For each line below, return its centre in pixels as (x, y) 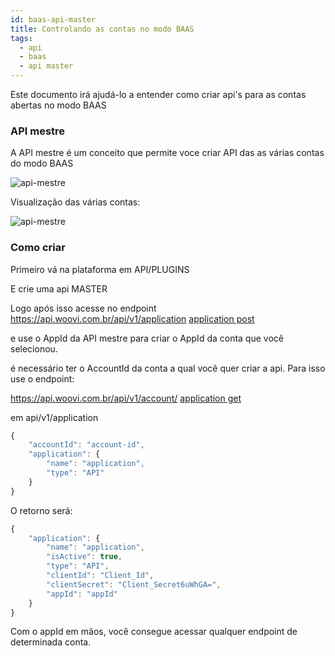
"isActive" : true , (84, 557)
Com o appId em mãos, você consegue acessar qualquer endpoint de (154, 632)
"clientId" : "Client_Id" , (100, 576)
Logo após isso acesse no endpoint (83, 308)
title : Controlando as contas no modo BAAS (102, 29)
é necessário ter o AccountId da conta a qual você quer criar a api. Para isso (168, 368)
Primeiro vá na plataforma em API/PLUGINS (100, 269)
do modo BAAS (42, 163)
